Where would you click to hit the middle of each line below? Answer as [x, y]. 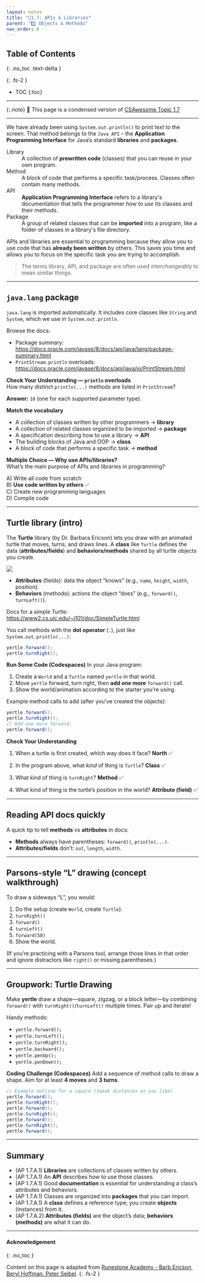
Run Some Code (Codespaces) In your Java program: [74, 665]
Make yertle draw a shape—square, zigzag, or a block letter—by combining [102, 999]
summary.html [33, 355]
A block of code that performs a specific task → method [86, 448]
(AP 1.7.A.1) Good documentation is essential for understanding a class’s [106, 1184]
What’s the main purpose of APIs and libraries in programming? [86, 466]
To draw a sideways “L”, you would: [51, 897]
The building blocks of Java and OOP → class [73, 441]
